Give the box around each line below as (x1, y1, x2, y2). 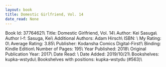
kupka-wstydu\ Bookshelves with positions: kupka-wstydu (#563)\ (5, 57, 143, 63)
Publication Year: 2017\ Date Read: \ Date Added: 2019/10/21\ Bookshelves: (5, 51, 160, 57)
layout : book (5, 7, 32, 12)
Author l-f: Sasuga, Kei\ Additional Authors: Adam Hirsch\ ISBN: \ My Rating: (5, 35, 162, 41)
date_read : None (5, 16, 39, 21)
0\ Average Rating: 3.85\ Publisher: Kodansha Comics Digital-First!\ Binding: (5, 41, 161, 47)
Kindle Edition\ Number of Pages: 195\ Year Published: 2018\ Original (5, 46, 147, 52)
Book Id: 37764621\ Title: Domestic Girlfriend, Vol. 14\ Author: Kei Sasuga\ (5, 30, 157, 36)
